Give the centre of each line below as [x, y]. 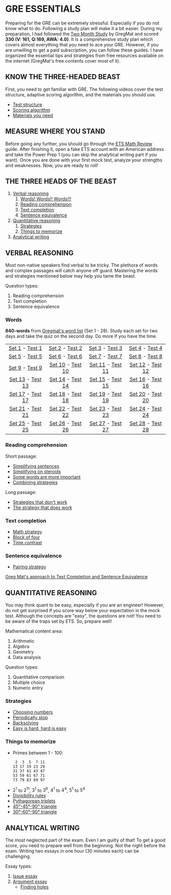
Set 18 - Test [65, 394]
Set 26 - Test [65, 424]
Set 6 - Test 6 [65, 356]
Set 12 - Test [146, 365]
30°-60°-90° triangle [35, 812]
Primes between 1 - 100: [38, 753]
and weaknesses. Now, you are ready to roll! [52, 165]
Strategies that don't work [40, 502]
